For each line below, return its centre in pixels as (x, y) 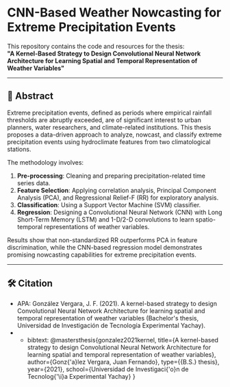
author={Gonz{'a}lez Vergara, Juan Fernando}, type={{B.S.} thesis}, (123, 362)
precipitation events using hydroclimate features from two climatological (109, 141)
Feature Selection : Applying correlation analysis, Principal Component (117, 190)
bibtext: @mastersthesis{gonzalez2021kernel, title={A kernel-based (123, 340)
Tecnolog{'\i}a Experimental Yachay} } (81, 376)
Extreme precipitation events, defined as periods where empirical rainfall (110, 113)
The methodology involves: (46, 162)
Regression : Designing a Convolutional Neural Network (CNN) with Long (119, 212)
